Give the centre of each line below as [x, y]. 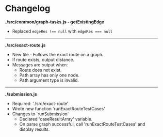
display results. [34, 129]
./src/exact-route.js [25, 45]
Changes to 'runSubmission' [40, 114]
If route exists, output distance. [43, 60]
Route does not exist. [41, 70]
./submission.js [21, 94]
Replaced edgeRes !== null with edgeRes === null [62, 31]
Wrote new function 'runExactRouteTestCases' [58, 108]
